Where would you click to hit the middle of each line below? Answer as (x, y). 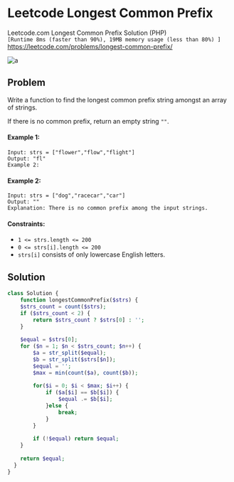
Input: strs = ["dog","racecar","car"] (67, 196)
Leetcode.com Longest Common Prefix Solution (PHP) (87, 33)
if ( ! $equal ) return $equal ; (76, 439)
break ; (68, 412)
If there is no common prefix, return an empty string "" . (88, 121)
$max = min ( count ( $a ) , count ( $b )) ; (86, 373)
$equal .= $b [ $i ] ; (85, 400)
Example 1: (24, 137)
